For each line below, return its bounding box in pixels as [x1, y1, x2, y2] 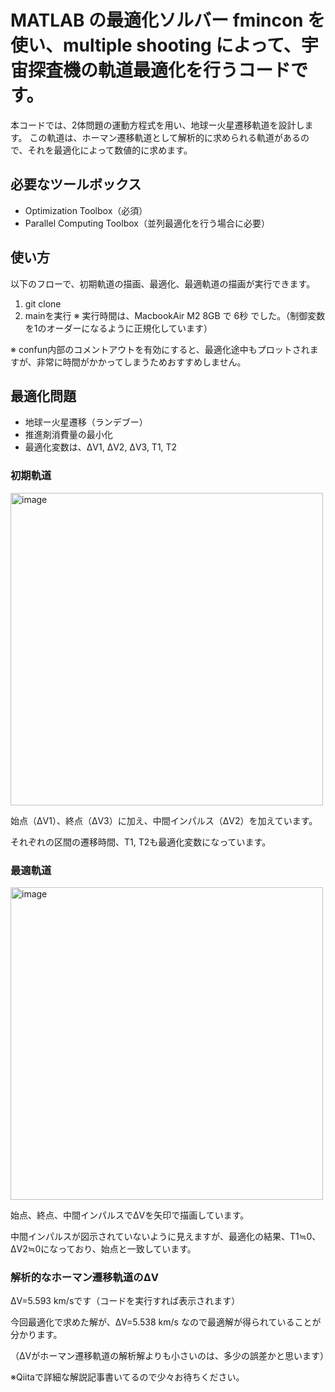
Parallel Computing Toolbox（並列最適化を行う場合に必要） [24, 217, 270, 229]
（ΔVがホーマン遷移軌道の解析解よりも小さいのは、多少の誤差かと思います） [10, 1350, 329, 1362]
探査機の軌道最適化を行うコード [28, 59, 292, 82]
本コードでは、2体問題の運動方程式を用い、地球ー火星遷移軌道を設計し [10, 119, 305, 131]
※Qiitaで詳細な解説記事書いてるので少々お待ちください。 [10, 1371, 245, 1383]
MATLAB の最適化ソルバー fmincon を [10, 9, 326, 32]
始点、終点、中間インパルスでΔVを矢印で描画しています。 [10, 1209, 250, 1221]
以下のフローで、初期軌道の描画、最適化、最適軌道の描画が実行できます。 [10, 277, 316, 290]
